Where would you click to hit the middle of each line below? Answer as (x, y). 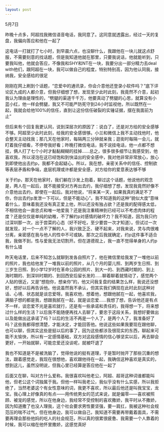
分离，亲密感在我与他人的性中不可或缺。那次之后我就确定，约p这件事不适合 (81, 234)
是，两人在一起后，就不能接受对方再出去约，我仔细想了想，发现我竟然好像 (80, 185)
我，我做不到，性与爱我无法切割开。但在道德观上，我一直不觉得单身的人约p (81, 241)
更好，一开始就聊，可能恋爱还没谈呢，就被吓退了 (54, 343)
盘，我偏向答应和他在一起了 (33, 41)
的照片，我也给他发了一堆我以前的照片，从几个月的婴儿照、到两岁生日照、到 (82, 263)
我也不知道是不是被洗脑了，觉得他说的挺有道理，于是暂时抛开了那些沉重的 (80, 353)
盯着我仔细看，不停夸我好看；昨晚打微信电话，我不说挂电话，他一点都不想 (80, 145)
